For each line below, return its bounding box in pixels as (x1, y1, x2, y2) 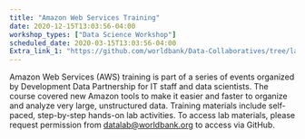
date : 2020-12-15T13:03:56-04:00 (9, 22, 136, 31)
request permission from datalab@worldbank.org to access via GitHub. (9, 119, 275, 131)
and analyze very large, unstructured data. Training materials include (9, 100, 267, 111)
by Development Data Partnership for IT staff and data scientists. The (9, 81, 270, 92)
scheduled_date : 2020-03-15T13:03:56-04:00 (9, 38, 177, 48)
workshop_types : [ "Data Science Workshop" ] (9, 30, 177, 39)
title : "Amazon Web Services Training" (9, 13, 161, 23)
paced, (9, 110, 36, 121)
